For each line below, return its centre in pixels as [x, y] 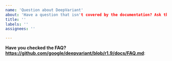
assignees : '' [20, 29]
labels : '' [17, 24]
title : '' [16, 19]
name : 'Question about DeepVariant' [44, 10]
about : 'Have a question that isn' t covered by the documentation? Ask [83, 15]
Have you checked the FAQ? [36, 48]
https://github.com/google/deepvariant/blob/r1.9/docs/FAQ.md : [76, 53]
